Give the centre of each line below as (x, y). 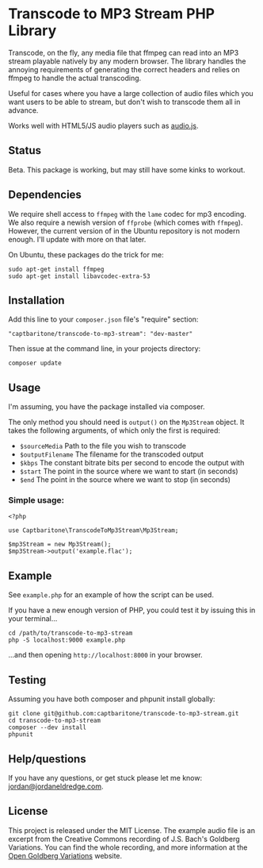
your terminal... (33, 619)
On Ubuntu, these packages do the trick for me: (86, 254)
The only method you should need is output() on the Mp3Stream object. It (126, 422)
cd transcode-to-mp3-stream (55, 721)
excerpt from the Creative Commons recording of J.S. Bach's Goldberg (124, 839)
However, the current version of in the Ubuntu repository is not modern (124, 230)
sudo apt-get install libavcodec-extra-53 (79, 276)
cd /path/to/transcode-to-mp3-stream (71, 633)
